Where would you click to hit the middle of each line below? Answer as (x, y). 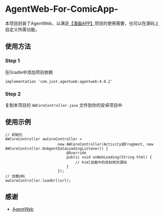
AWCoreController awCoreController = (44, 139)
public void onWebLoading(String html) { (109, 157)
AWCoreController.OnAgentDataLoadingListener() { (57, 149)
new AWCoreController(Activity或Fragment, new (105, 144)
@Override (76, 153)
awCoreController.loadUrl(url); (38, 181)
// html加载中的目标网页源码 (101, 162)
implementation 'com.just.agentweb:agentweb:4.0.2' (59, 81)
